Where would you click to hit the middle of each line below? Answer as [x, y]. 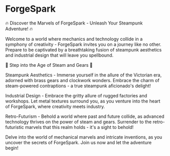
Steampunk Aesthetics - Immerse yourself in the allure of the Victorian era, [83, 75]
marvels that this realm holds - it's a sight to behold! [79, 127]
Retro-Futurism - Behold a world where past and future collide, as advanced [85, 116]
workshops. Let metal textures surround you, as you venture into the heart [83, 101]
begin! [12, 148]
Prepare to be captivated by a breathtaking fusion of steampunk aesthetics [83, 49]
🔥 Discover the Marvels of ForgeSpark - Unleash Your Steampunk [74, 23]
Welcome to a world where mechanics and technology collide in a [74, 39]
